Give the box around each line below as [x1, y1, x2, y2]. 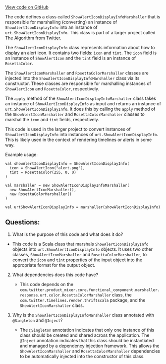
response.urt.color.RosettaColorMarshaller [19, 292, 111, 297]
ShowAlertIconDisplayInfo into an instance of [5, 24, 98, 30]
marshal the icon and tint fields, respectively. [5, 117, 99, 122]
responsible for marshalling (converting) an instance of [5, 19, 117, 25]
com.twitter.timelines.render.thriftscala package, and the [19, 297, 146, 303]
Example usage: [5, 151, 38, 157]
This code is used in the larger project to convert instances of [5, 126, 131, 132]
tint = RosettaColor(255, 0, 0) [9, 170, 77, 175]
